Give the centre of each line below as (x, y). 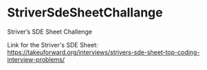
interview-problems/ (36, 59)
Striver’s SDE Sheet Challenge (50, 32)
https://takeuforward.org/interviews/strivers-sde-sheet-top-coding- (103, 52)
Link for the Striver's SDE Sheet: (53, 45)
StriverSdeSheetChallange (85, 13)
